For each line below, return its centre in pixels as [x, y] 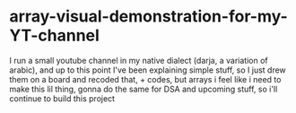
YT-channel [55, 35]
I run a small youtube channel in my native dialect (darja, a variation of [139, 60]
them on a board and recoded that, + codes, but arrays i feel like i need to [145, 79]
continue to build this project [62, 98]
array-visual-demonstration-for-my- [149, 17]
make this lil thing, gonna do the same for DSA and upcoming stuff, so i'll [144, 89]
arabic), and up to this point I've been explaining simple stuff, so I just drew [148, 70]
